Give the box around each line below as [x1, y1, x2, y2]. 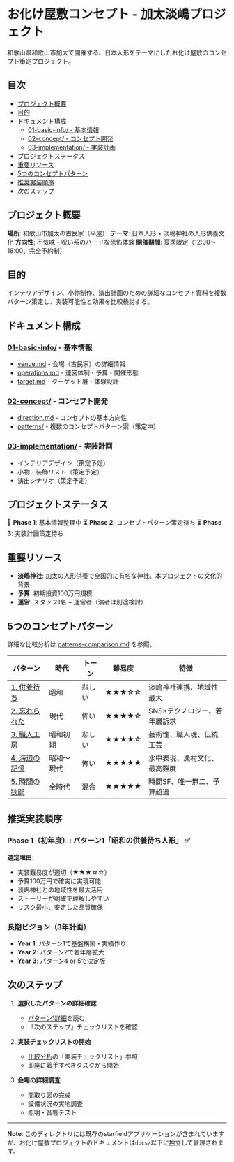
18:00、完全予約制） [7, 246, 66, 255]
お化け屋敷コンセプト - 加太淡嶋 [7, 6, 190, 22]
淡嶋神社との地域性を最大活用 [17, 885, 103, 894]
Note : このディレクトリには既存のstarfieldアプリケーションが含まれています [7, 1129, 225, 1138]
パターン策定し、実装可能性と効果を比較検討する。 [7, 298, 154, 306]
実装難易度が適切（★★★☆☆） [17, 868, 111, 876]
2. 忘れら [10, 706, 40, 716]
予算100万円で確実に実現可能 [17, 876, 102, 885]
